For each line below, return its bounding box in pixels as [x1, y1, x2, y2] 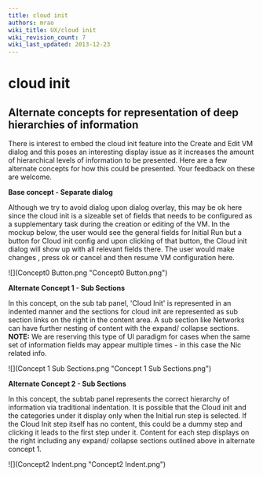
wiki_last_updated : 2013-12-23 [8, 41, 111, 49]
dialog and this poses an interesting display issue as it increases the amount [8, 147, 254, 157]
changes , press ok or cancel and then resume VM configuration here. [8, 253, 236, 262]
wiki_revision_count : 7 [8, 33, 86, 42]
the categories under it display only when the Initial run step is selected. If [8, 411, 247, 420]
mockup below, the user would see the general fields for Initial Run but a [8, 228, 242, 237]
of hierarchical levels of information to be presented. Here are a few [8, 156, 228, 165]
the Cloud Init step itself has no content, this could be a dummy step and [8, 420, 243, 429]
